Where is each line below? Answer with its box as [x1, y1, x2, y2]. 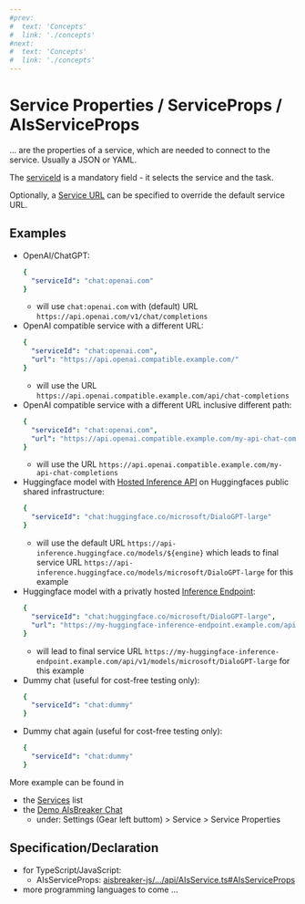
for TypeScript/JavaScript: [22, 864, 122, 876]
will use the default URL [36, 537, 126, 548]
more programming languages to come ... [22, 884, 178, 895]
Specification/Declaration [9, 840, 159, 856]
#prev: [9, 13, 35, 23]
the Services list [22, 795, 84, 805]
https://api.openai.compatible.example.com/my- [98, 461, 283, 470]
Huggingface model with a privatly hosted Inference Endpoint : [22, 586, 257, 597]
